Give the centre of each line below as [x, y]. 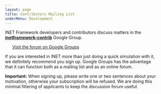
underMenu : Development [29, 19]
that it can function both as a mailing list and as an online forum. [69, 67]
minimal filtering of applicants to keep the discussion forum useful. [72, 87]
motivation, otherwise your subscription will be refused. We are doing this [79, 81]
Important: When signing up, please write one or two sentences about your [80, 76]
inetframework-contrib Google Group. [44, 38]
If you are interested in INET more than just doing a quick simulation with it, [80, 56]
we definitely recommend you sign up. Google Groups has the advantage [78, 62]
